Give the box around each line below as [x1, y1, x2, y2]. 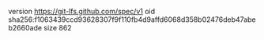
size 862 [43, 23, 73, 32]
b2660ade [8, 23, 42, 32]
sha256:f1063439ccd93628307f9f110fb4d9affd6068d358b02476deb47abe [8, 15, 256, 24]
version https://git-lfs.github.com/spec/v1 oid [8, 7, 156, 16]
